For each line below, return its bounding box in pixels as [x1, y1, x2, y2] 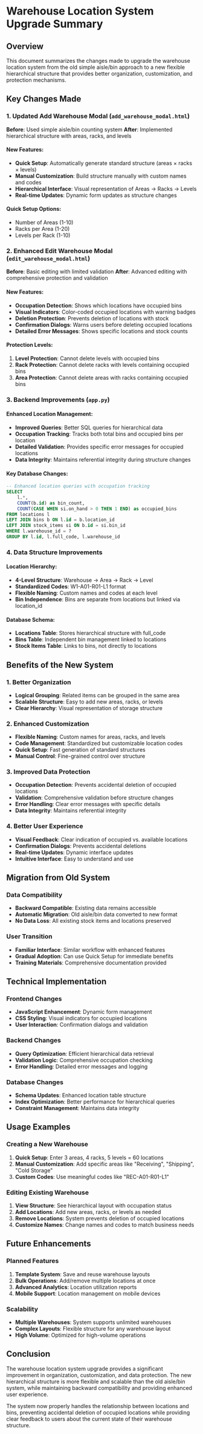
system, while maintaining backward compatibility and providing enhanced [6, 1384, 192, 1391]
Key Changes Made [6, 94, 82, 104]
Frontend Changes [6, 995, 62, 1003]
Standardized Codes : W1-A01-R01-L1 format [14, 583, 126, 590]
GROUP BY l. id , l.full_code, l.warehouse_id [6, 534, 120, 540]
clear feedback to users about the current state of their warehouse [6, 1415, 172, 1423]
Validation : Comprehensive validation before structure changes [14, 794, 174, 801]
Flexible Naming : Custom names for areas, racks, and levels [14, 733, 166, 741]
